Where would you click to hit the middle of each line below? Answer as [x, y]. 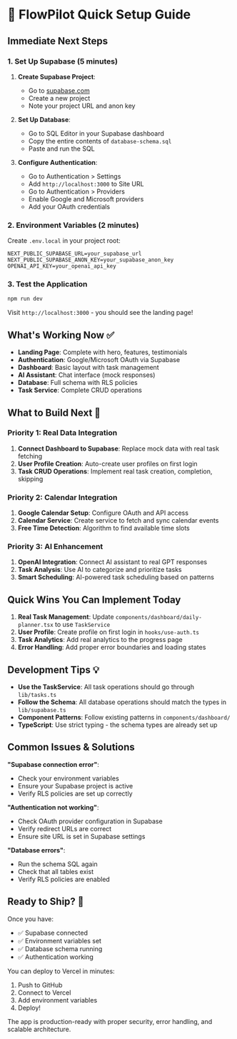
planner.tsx [35, 625]
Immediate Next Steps [58, 41]
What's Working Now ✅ [61, 335]
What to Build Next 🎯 [54, 412]
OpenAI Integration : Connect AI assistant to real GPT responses [112, 562]
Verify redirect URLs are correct [65, 828]
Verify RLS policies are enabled [64, 879]
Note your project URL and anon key [82, 106]
